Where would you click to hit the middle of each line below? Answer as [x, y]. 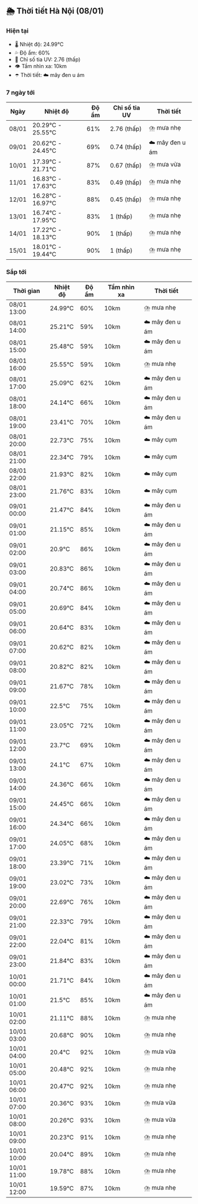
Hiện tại [17, 31]
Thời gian [26, 291]
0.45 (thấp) [126, 199]
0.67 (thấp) [126, 165]
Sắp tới [16, 272]
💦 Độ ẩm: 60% [32, 53]
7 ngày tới [21, 92]
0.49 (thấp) [126, 182]
